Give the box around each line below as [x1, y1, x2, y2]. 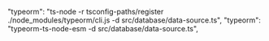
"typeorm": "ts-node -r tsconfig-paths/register [7, 7, 164, 16]
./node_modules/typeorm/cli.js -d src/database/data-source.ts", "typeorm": [7, 15, 262, 25]
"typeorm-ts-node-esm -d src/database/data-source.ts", [7, 24, 198, 33]
